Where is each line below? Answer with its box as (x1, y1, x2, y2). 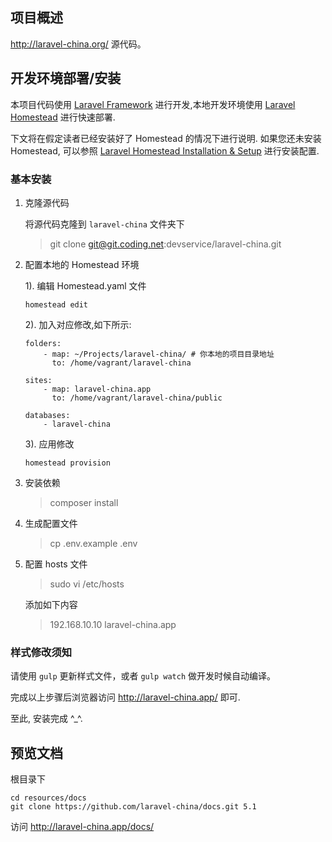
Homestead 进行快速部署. (10, 111, 116, 123)
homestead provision (24, 458, 111, 468)
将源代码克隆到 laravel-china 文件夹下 (24, 218, 185, 230)
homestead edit (24, 299, 89, 310)
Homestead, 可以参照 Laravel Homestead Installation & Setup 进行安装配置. (10, 144, 320, 157)
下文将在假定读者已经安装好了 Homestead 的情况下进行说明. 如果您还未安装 (10, 132, 322, 144)
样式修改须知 (10, 645, 73, 659)
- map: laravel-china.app (43, 384, 152, 394)
